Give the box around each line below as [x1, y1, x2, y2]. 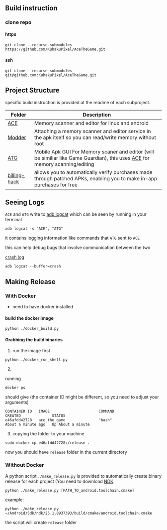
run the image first [12, 348, 51, 354]
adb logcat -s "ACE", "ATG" [5, 226, 64, 231]
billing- [7, 172, 25, 179]
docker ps [5, 386, 26, 391]
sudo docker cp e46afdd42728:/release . [5, 440, 90, 445]
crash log [5, 254, 25, 261]
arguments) [5, 399, 29, 405]
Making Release [5, 277, 56, 286]
